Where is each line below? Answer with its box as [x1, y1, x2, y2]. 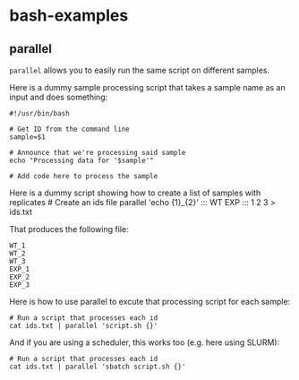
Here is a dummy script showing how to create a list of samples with [9, 187, 261, 198]
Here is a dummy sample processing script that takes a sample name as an [9, 82, 286, 92]
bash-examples [9, 5, 129, 26]
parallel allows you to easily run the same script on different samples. [9, 65, 270, 75]
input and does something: [9, 91, 108, 102]
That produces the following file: [9, 224, 129, 234]
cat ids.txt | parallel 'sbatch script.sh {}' [9, 362, 186, 371]
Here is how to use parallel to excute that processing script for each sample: [9, 297, 291, 307]
